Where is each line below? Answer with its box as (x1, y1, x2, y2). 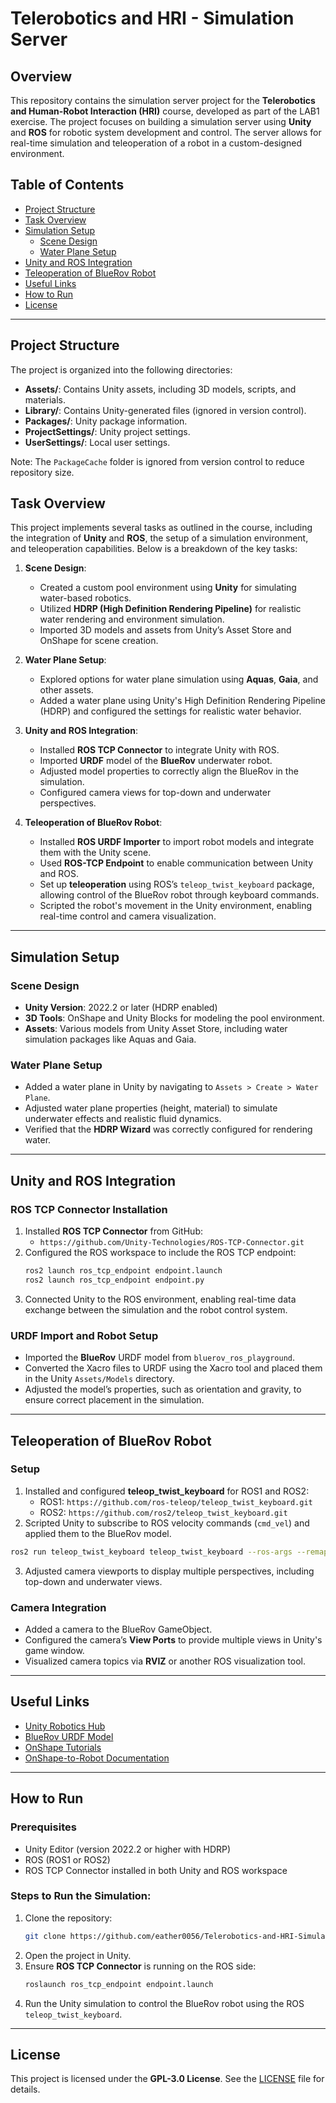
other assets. (39, 684, 94, 696)
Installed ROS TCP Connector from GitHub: (24, 1225, 203, 1237)
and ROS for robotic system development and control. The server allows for (10, 127, 322, 138)
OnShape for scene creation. (39, 635, 159, 647)
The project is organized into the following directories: (10, 363, 233, 376)
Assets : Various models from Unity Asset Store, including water (24, 1023, 288, 1035)
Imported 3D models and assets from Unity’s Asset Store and (39, 624, 292, 636)
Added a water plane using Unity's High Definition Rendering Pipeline (39, 695, 326, 707)
